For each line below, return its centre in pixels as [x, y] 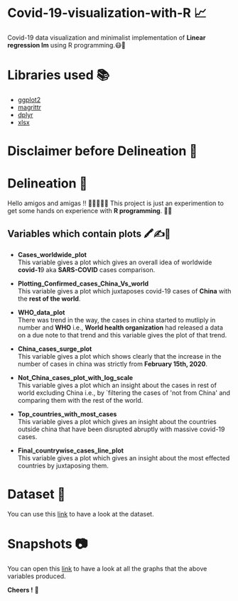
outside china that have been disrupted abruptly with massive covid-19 [121, 429]
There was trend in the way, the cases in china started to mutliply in [117, 320]
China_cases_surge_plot [55, 349]
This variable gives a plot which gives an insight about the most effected [124, 457]
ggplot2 [29, 99]
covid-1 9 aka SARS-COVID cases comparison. [86, 269]
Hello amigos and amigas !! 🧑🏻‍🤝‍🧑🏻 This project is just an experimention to [115, 203]
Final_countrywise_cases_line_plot [71, 450]
